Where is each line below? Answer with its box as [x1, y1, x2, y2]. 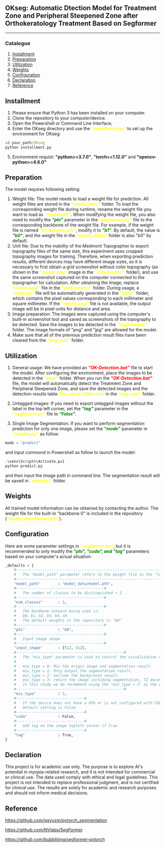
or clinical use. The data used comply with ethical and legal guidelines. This [5, 774, 158, 780]
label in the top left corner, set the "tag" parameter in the [12, 406, 129, 412]
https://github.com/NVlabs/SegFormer [5, 827, 83, 833]
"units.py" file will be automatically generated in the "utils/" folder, [12, 290, 149, 296]
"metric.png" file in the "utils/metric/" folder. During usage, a [12, 285, 139, 291]
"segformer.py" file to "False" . [12, 411, 77, 417]
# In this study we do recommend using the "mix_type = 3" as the [14, 682, 157, 687]
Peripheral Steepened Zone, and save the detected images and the [12, 386, 148, 391]
